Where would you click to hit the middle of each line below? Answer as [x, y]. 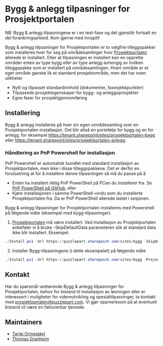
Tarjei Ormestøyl [28, 334]
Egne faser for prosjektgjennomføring [49, 97]
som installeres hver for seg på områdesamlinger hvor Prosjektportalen [76, 52]
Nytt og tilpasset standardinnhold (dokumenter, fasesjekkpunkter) [78, 87]
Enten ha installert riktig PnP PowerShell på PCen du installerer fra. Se [82, 183]
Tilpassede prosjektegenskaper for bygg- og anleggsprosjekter [75, 93]
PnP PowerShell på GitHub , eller [44, 188]
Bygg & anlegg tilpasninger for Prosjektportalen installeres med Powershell [80, 208]
